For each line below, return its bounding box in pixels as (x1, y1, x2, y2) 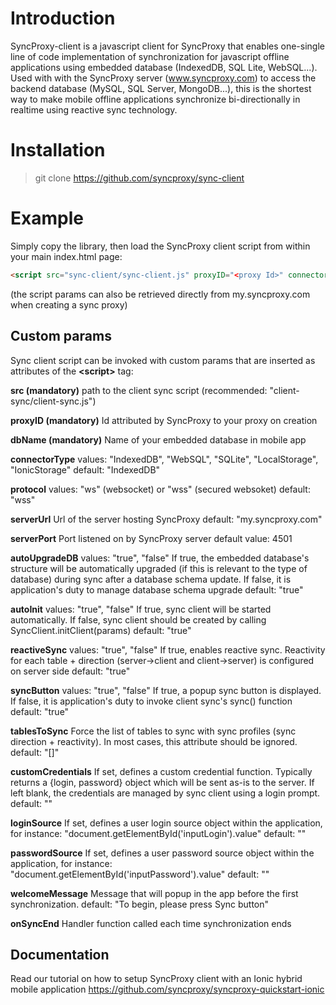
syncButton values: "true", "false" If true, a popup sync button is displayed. (10, 684, 322, 696)
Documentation (10, 946, 110, 963)
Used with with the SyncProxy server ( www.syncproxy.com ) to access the (10, 72, 317, 84)
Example (10, 207, 84, 230)
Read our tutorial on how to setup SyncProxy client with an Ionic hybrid (10, 973, 303, 985)
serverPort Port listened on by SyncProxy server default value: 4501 (10, 532, 293, 544)
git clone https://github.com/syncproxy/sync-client (34, 172, 245, 184)
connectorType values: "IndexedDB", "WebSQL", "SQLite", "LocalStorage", (10, 453, 319, 465)
